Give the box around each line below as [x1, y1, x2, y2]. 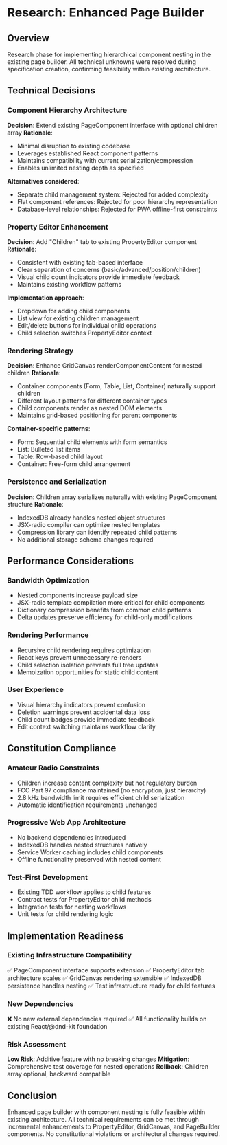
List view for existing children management [16, 314, 139, 322]
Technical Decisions [7, 85, 96, 97]
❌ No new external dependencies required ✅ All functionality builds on [7, 1015, 207, 1023]
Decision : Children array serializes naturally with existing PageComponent [7, 493, 217, 501]
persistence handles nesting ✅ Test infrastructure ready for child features [7, 981, 215, 990]
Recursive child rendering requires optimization [16, 646, 151, 654]
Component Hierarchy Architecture [7, 105, 128, 115]
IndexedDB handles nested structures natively [16, 841, 147, 849]
